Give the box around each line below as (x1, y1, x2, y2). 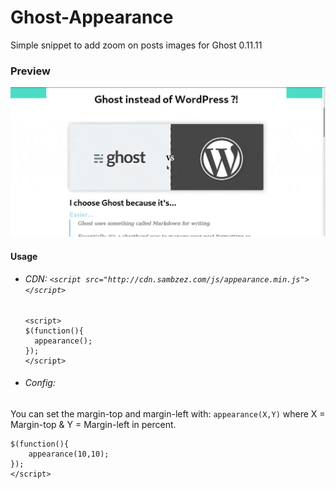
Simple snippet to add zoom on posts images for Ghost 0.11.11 (10, 39, 263, 51)
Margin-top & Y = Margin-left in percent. (10, 418, 177, 430)
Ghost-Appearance (10, 6, 174, 29)
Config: (24, 377, 56, 389)
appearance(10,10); (28, 449, 110, 459)
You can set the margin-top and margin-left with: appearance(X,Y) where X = (10, 407, 326, 420)
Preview (10, 64, 51, 78)
